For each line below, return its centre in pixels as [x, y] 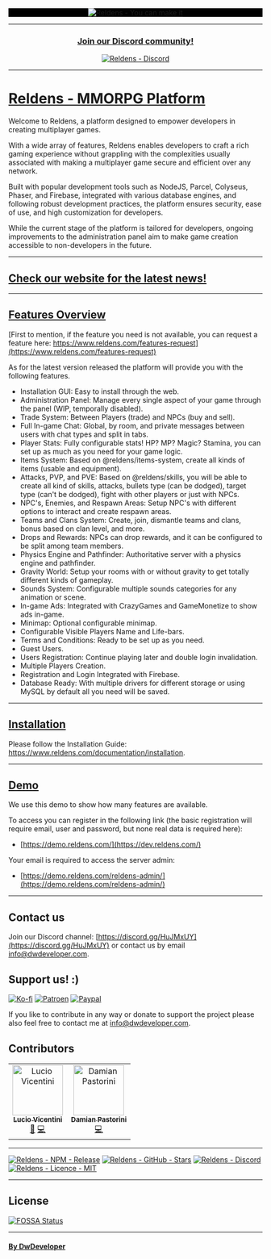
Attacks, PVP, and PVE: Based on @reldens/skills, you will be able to [133, 477]
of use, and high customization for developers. [86, 212]
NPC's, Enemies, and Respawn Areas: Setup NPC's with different [128, 503]
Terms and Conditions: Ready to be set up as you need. [112, 640]
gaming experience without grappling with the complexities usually [119, 154]
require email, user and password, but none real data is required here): [126, 829]
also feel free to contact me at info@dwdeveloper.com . [100, 1023]
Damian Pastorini [99, 1119]
